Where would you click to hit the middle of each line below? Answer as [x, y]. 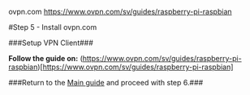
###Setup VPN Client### [51, 43]
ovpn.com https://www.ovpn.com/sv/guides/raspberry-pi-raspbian [121, 12]
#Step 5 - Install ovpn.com [53, 27]
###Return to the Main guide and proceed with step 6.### [106, 83]
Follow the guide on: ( [45, 58]
